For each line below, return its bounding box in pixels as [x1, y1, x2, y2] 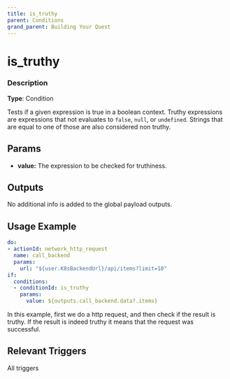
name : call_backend [13, 252, 71, 259]
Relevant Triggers [7, 345, 87, 357]
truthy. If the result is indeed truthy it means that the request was [7, 317, 194, 326]
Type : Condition [7, 94, 54, 102]
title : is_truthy [7, 10, 58, 17]
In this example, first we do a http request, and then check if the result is [7, 310, 216, 319]
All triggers [7, 364, 39, 372]
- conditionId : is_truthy [13, 285, 89, 292]
